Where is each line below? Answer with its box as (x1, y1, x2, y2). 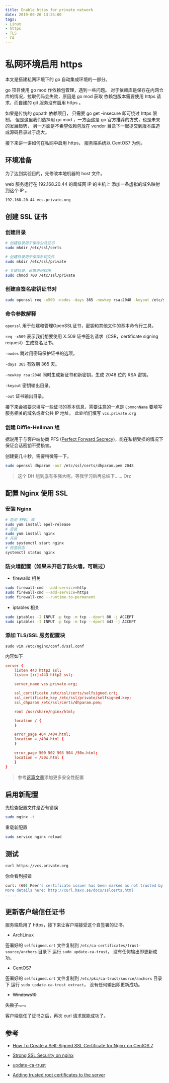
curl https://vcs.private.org (5, 863, 69, 868)
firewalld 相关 (12, 575, 41, 581)
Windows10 (12, 992, 37, 998)
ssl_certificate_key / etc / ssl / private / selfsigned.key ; (14, 695, 132, 701)
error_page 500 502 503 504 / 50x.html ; (14, 750, 98, 755)
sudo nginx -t (5, 815, 35, 820)
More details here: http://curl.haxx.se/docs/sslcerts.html (5, 888, 134, 893)
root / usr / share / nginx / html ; (14, 709, 75, 714)
